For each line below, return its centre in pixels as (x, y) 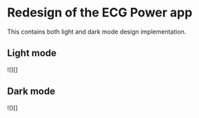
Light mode (32, 53)
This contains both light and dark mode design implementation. (97, 32)
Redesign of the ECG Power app (100, 13)
